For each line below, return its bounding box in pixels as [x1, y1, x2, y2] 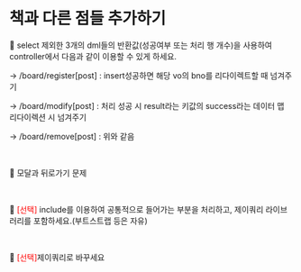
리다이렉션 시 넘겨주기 [9, 112, 87, 122]
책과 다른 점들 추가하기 [9, 8, 167, 29]
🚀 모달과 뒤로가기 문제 [9, 168, 87, 178]
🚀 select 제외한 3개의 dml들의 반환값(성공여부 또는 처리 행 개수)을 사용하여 [9, 40, 273, 50]
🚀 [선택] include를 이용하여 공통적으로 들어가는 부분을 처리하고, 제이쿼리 [9, 204, 264, 214]
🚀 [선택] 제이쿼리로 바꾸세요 [9, 251, 105, 262]
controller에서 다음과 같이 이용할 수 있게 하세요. [9, 50, 178, 61]
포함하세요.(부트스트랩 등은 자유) [32, 215, 149, 226]
